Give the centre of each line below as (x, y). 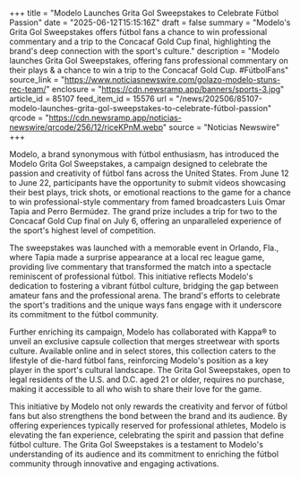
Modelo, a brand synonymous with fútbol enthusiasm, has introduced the (144, 154)
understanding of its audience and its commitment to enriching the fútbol (144, 454)
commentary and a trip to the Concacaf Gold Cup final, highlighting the (140, 41)
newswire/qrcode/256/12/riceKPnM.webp (86, 127)
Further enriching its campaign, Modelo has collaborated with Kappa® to (143, 332)
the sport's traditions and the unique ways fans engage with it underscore (146, 305)
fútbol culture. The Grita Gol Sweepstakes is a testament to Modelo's (137, 444)
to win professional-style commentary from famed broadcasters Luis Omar (147, 202)
